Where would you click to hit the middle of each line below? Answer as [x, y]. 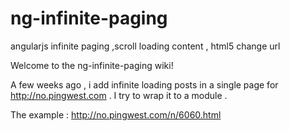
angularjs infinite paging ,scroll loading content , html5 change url [145, 46]
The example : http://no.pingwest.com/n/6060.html [116, 114]
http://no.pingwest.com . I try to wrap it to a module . [119, 95]
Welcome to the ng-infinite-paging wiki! [92, 65]
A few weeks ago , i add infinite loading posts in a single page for [144, 84]
